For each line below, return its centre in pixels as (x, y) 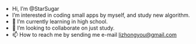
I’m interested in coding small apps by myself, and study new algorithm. (101, 15)
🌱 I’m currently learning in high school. (60, 21)
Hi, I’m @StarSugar (36, 9)
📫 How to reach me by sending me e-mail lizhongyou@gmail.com (94, 35)
